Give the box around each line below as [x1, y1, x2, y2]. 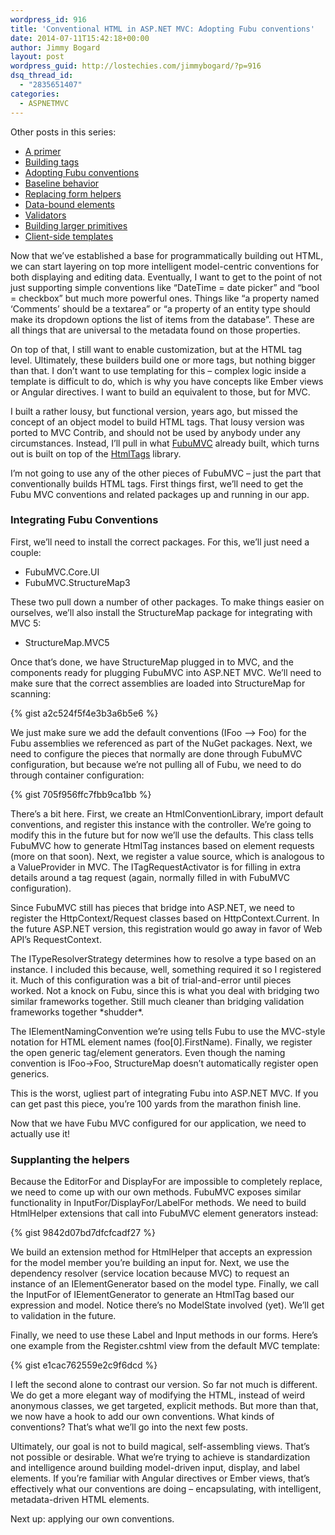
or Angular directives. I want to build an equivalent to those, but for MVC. [10, 386, 311, 398]
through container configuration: [10, 769, 145, 781]
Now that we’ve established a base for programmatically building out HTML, [10, 249, 324, 261]
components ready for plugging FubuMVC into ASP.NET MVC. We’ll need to [10, 666, 322, 678]
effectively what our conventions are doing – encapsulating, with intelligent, [10, 1483, 322, 1495]
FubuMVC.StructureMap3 [24, 576, 131, 588]
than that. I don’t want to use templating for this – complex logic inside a [10, 364, 307, 376]
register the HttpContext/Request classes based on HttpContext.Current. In [10, 912, 320, 924]
